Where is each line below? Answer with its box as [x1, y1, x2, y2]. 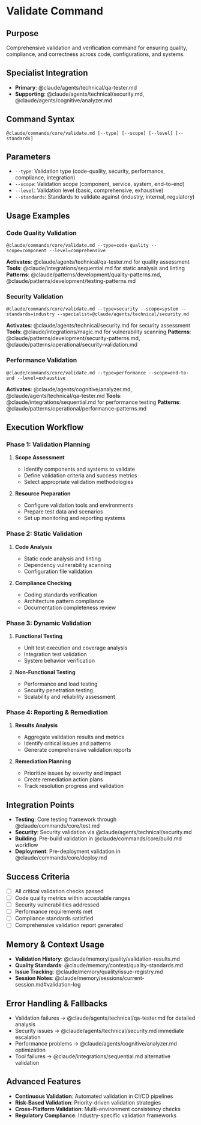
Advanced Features [6, 1076, 82, 1087]
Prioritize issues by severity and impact [23, 769, 122, 777]
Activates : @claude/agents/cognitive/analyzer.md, [6, 385, 133, 392]
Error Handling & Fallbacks [6, 998, 108, 1009]
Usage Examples [6, 211, 70, 221]
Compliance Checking [14, 579, 72, 586]
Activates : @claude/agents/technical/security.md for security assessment [6, 322, 191, 329]
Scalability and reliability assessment [23, 693, 115, 700]
